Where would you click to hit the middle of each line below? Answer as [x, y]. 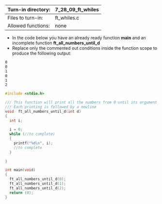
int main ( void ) [20, 170]
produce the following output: [42, 53]
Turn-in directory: [29, 9]
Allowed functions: [29, 26]
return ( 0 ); [22, 193]
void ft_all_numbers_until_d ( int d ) [43, 111]
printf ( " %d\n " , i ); [33, 143]
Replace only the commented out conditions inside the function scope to [85, 48]
